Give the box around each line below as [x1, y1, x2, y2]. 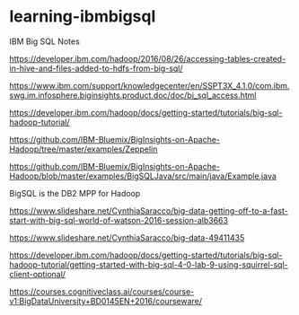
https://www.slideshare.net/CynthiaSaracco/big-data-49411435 [9, 232, 245, 243]
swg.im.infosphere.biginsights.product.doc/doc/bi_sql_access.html [9, 90, 258, 101]
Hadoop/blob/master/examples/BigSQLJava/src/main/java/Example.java [9, 171, 277, 181]
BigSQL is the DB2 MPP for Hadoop [9, 188, 141, 198]
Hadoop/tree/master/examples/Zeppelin [9, 144, 158, 154]
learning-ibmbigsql [9, 6, 156, 27]
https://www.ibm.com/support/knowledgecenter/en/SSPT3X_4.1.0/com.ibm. [9, 80, 290, 91]
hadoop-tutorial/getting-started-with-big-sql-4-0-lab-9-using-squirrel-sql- [9, 258, 289, 270]
